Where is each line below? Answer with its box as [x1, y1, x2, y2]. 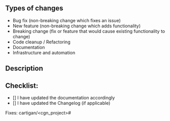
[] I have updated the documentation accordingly [12, 95, 115, 101]
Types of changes [5, 4, 63, 13]
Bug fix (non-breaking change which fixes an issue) [12, 17, 121, 23]
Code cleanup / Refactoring [12, 39, 71, 45]
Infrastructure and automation [12, 49, 76, 55]
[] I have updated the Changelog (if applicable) [12, 100, 111, 106]
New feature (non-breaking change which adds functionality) [12, 23, 141, 29]
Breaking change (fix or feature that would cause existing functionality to [12, 28, 165, 34]
